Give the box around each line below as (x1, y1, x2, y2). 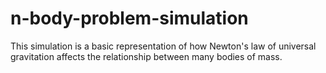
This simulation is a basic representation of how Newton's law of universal (10, 40, 317, 52)
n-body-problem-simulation (10, 7, 249, 30)
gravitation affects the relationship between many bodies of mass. (10, 50, 283, 62)
